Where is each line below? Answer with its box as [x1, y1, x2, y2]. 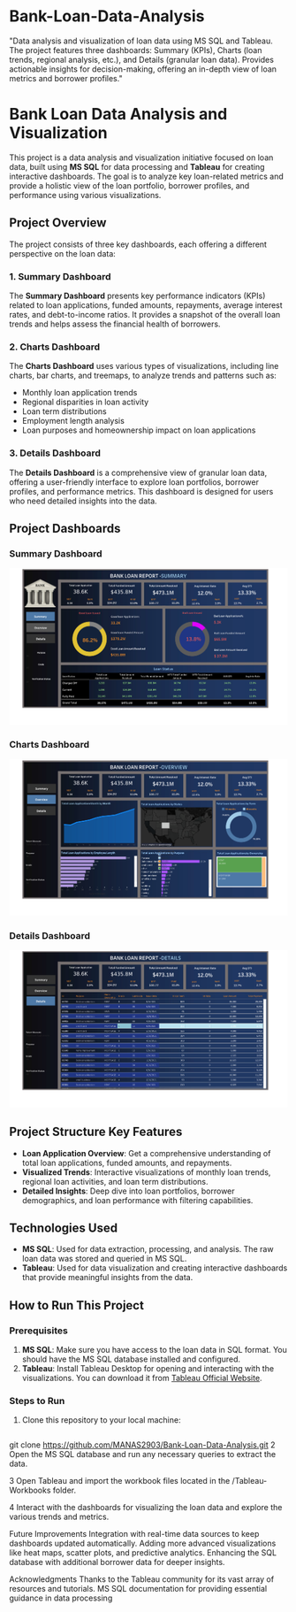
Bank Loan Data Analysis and [9, 104, 228, 125]
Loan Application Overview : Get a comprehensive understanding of [21, 1148, 271, 1158]
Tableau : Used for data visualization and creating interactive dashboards [21, 1263, 288, 1273]
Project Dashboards [9, 520, 121, 536]
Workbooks [9, 1485, 51, 1496]
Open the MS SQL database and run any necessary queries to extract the [9, 1449, 277, 1460]
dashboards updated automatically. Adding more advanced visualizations [9, 1538, 277, 1549]
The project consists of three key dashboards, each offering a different [9, 239, 268, 249]
